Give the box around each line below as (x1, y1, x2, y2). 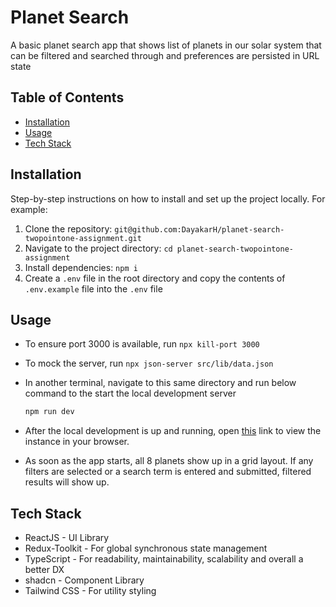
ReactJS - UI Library (24, 532, 110, 544)
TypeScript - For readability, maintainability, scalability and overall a (24, 553, 304, 565)
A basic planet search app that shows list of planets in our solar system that (10, 39, 322, 51)
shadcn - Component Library (24, 574, 145, 586)
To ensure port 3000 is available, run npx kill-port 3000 (24, 338, 260, 350)
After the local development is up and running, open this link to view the (24, 425, 322, 437)
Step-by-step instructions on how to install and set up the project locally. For (10, 192, 326, 205)
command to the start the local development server (24, 387, 237, 400)
